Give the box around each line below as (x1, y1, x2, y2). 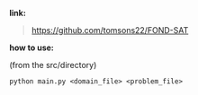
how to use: (9, 42, 54, 53)
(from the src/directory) (9, 60, 97, 70)
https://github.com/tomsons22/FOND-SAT (31, 25, 189, 35)
